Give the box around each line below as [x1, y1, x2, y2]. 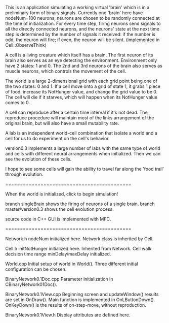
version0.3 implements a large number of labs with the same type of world [5, 145, 160, 151]
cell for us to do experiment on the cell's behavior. [5, 136, 110, 141]
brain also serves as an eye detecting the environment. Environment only [5, 57, 157, 63]
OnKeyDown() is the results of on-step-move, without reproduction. [5, 302, 147, 308]
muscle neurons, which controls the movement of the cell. [5, 68, 126, 74]
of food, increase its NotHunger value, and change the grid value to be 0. [5, 89, 158, 94]
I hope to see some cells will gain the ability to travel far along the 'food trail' [5, 166, 164, 172]
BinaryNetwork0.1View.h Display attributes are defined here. [5, 312, 131, 318]
